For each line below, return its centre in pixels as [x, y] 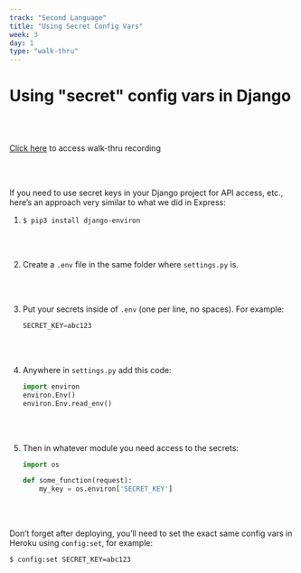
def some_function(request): [77, 481]
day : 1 [22, 43]
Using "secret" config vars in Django [150, 96]
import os [41, 465]
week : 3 [24, 34]
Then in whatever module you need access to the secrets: [131, 447]
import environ [51, 386]
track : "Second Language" [58, 18]
